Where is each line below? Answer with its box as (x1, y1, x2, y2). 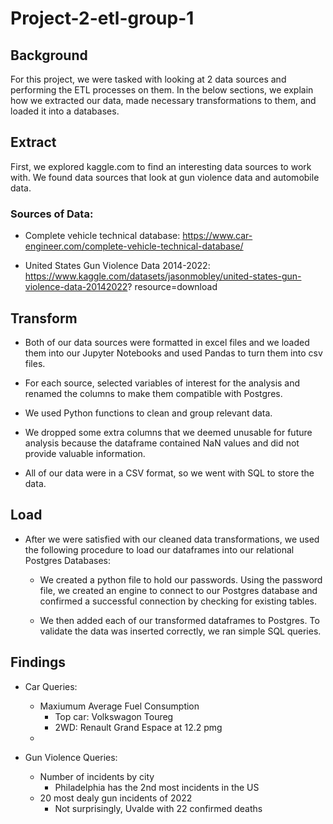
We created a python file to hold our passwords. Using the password (39, 573, 323, 586)
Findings (10, 654, 67, 671)
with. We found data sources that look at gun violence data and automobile (10, 171, 320, 183)
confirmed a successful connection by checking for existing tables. (39, 595, 317, 607)
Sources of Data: (10, 207, 94, 221)
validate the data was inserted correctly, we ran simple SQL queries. (39, 625, 322, 637)
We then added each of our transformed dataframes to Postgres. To (39, 614, 320, 626)
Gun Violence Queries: (24, 751, 118, 763)
